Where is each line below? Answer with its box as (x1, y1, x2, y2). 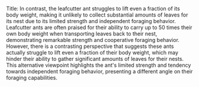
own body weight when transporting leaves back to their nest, (6, 30, 158, 37)
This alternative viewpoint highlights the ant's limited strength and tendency (6, 62, 191, 69)
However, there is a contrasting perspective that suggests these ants (6, 43, 174, 50)
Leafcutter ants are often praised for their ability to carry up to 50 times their (6, 24, 192, 31)
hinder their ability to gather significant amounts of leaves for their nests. (6, 56, 184, 62)
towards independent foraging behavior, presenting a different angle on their (6, 68, 193, 75)
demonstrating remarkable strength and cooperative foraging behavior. (6, 37, 179, 43)
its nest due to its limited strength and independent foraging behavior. (6, 18, 176, 24)
